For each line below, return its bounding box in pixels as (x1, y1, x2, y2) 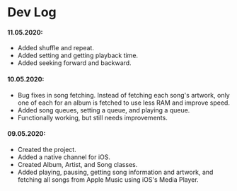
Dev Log (7, 4, 57, 21)
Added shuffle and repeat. (17, 44, 94, 52)
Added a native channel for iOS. (17, 153, 111, 161)
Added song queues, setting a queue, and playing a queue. (17, 105, 190, 114)
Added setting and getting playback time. (17, 51, 139, 60)
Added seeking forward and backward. (17, 59, 132, 67)
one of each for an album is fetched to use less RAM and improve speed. (17, 98, 230, 107)
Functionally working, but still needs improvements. (17, 113, 168, 122)
